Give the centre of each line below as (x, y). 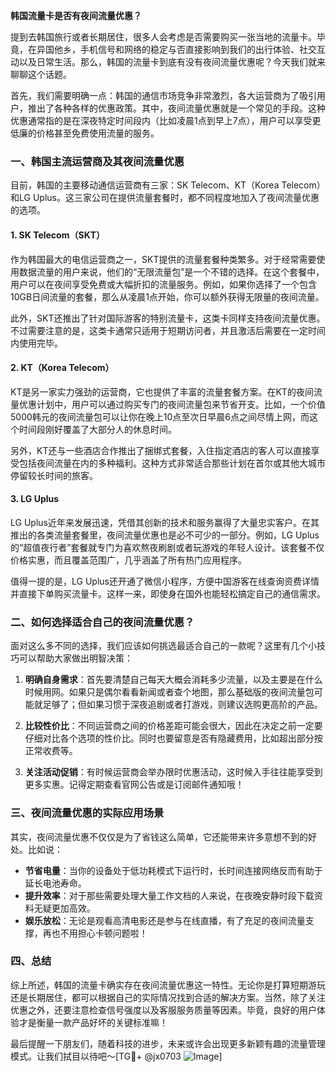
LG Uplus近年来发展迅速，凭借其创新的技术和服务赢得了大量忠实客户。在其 (165, 522)
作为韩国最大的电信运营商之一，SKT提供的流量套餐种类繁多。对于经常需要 (163, 259)
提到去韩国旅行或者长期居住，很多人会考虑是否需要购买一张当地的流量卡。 (163, 37)
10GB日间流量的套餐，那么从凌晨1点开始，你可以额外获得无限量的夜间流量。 (167, 296)
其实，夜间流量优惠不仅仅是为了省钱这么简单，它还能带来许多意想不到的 (159, 836)
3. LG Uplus (35, 499)
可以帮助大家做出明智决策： (75, 658)
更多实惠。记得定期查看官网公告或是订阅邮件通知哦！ (134, 785)
